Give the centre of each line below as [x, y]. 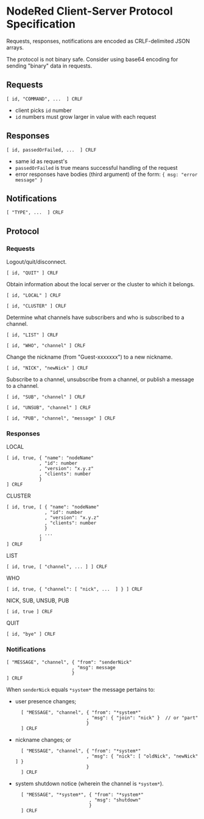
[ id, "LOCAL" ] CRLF [34, 296]
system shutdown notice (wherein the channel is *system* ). [89, 783]
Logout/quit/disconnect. [37, 262]
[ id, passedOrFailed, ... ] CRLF [51, 150]
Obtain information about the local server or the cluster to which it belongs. [100, 284]
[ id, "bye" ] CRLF [31, 634]
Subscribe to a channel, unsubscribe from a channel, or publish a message [100, 379]
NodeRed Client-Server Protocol [90, 11]
